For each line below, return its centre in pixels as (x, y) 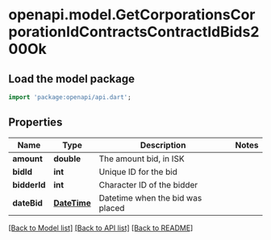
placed (112, 208)
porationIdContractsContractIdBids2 (134, 32)
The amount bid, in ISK (142, 159)
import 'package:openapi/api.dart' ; (70, 97)
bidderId (29, 184)
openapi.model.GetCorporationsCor (132, 15)
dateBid (27, 203)
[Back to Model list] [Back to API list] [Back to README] (101, 228)
